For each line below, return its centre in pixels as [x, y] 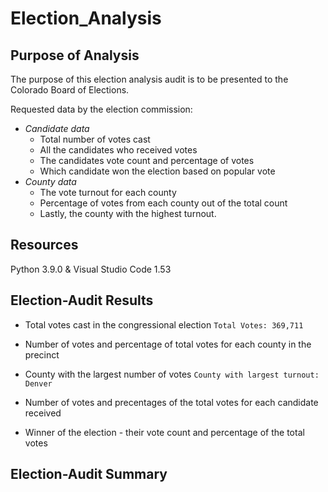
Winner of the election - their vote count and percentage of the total [164, 432]
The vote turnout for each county [108, 192]
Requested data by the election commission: [101, 109]
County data [50, 181]
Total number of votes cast [95, 139]
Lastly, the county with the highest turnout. [128, 213]
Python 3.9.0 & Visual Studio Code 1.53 [91, 269]
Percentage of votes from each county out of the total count [163, 203]
